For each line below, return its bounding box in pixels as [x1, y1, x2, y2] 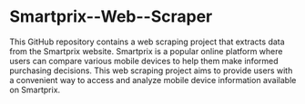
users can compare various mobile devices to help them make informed [9, 55, 280, 66]
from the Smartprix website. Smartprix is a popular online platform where [9, 45, 283, 56]
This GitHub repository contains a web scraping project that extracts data [9, 36, 285, 47]
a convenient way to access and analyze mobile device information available [9, 74, 297, 85]
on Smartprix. [9, 84, 61, 95]
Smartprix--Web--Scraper [9, 6, 213, 27]
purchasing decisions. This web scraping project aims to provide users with [9, 65, 293, 76]
